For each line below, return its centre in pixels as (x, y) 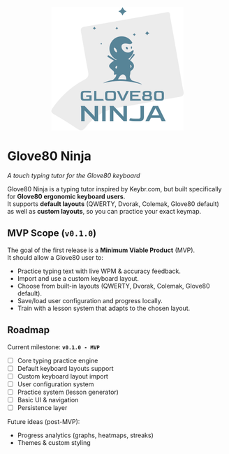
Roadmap (29, 330)
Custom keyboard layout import (62, 376)
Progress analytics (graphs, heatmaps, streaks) (85, 435)
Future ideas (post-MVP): (44, 422)
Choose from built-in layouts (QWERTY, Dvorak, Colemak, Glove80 (114, 286)
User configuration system (56, 384)
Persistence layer (42, 407)
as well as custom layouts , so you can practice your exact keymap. (104, 211)
